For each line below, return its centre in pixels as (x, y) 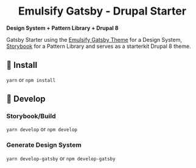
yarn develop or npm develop (42, 129)
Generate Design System (44, 145)
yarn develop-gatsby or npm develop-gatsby (61, 158)
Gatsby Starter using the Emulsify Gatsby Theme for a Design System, (94, 39)
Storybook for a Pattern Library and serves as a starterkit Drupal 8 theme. (99, 46)
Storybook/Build (31, 116)
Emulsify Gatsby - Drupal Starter (102, 11)
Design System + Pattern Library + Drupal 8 (62, 28)
